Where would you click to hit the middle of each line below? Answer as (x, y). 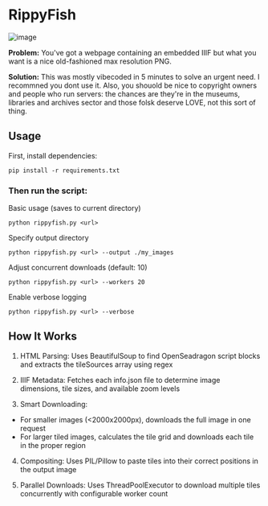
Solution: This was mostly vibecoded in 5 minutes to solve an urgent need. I (134, 76)
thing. (18, 111)
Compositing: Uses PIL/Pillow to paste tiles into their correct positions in (139, 461)
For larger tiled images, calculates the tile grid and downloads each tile (137, 437)
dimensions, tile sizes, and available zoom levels (100, 389)
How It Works (43, 337)
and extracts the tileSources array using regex (96, 364)
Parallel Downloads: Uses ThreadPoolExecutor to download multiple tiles (140, 485)
